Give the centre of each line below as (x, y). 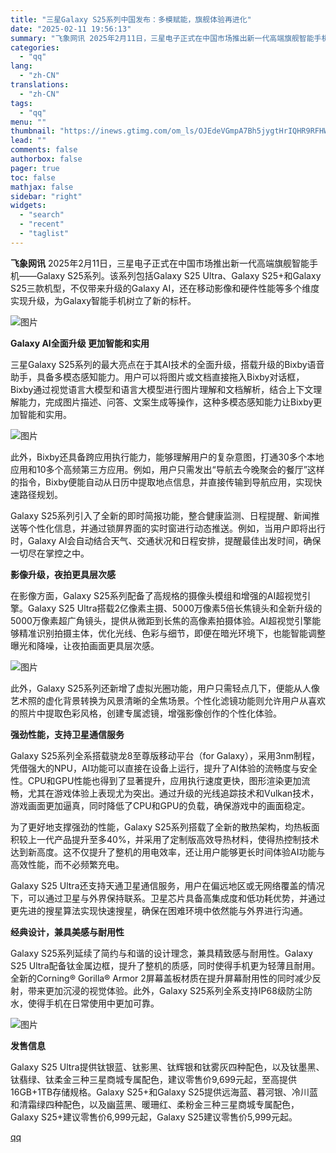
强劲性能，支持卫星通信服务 (67, 734)
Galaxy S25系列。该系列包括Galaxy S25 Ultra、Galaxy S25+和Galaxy (179, 275)
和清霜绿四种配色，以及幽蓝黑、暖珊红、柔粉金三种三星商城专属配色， (155, 1104)
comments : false (44, 150)
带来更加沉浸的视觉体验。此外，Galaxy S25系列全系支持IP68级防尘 (165, 990)
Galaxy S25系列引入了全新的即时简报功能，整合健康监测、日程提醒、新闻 (161, 515)
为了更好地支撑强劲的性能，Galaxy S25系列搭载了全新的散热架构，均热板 (161, 827)
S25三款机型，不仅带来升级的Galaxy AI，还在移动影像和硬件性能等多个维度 (165, 288)
